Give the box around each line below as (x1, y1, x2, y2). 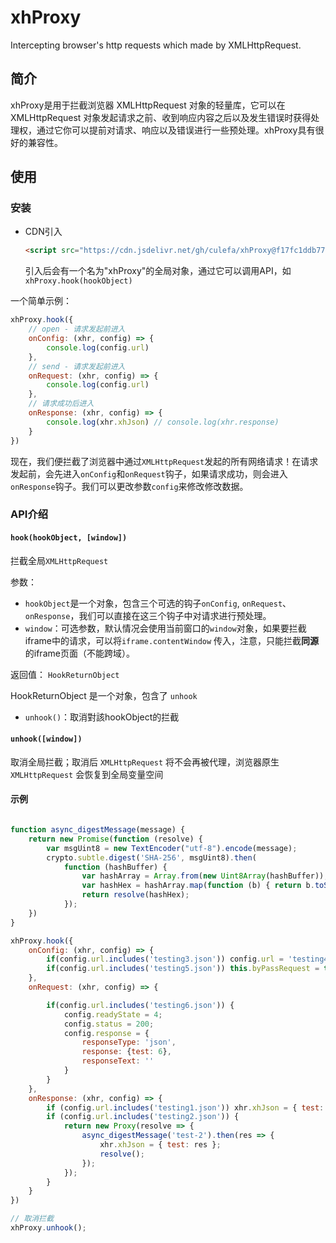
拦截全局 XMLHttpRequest (10, 554, 109, 566)
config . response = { (63, 1028, 150, 1038)
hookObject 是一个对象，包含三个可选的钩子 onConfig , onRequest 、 (24, 597, 292, 609)
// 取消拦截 (10, 1214, 55, 1224)
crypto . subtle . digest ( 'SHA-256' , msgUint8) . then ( (46, 852, 257, 863)
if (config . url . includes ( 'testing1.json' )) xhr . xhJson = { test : (46, 1102, 325, 1113)
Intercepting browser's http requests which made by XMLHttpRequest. (10, 39, 302, 51)
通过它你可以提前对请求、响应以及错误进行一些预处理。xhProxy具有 (36, 124, 316, 136)
